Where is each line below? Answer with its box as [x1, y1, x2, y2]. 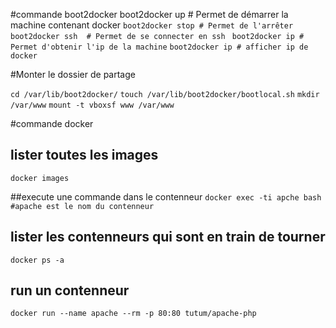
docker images [10, 173, 70, 183]
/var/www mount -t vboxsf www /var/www [10, 100, 175, 110]
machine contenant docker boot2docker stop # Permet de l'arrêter [10, 19, 294, 31]
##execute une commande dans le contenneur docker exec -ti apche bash [10, 190, 322, 203]
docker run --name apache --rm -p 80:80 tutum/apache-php [10, 309, 257, 319]
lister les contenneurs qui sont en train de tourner [10, 229, 326, 246]
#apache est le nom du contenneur [10, 201, 155, 211]
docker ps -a [10, 255, 65, 265]
